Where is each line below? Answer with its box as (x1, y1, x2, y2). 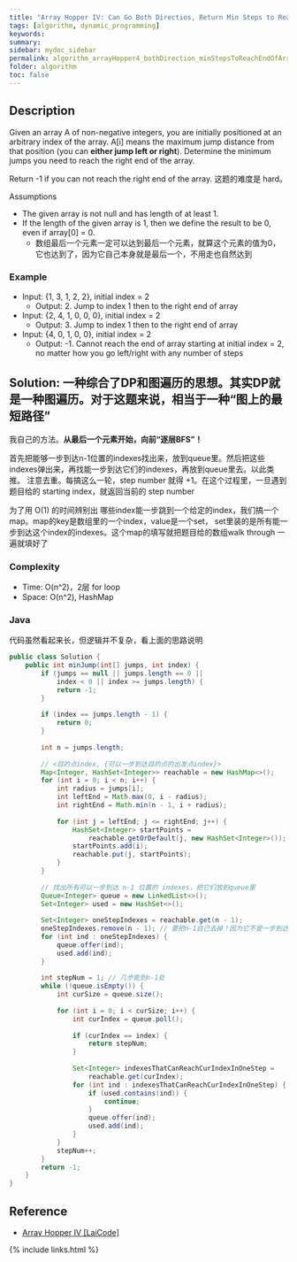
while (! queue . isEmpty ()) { (41, 981, 144, 991)
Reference (9, 1204, 68, 1219)
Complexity (9, 560, 60, 573)
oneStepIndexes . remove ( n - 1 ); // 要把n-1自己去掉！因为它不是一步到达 (41, 924, 289, 934)
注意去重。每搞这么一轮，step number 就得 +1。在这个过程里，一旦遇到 (26, 474, 287, 485)
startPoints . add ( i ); (72, 842, 148, 850)
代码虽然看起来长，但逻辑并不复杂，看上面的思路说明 (9, 635, 203, 646)
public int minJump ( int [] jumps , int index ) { (25, 661, 200, 670)
